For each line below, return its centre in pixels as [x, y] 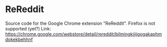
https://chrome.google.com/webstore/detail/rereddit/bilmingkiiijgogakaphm [84, 34]
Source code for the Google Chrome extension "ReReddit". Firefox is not [80, 23]
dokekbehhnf [19, 39]
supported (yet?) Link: [28, 28]
